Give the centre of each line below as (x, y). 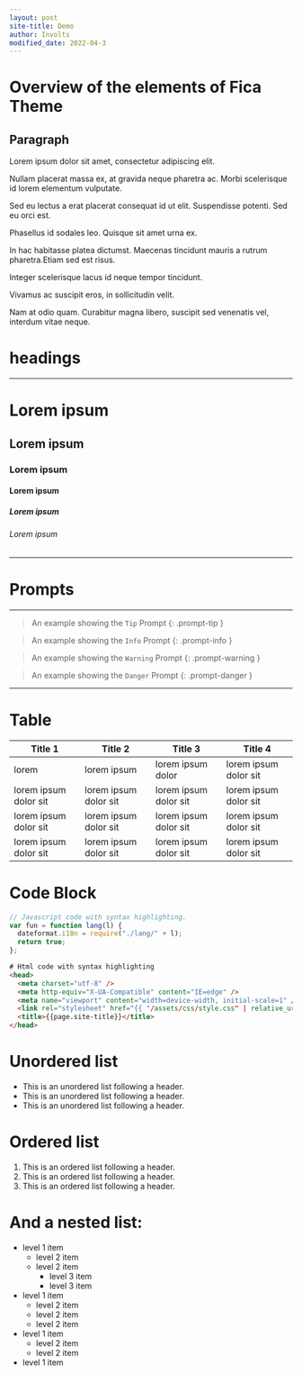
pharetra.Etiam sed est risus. (62, 260)
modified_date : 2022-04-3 (58, 43)
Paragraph (40, 139)
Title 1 (45, 749)
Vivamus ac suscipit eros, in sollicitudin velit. (92, 295)
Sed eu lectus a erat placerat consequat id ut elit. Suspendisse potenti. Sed (148, 206)
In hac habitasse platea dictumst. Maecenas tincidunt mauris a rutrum (138, 250)
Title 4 (257, 749)
